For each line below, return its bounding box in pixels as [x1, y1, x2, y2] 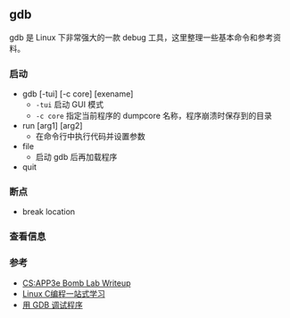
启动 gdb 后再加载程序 [35, 152, 118, 163]
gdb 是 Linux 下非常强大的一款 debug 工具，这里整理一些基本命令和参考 [9, 31, 274, 43]
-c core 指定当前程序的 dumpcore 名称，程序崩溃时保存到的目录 [35, 111, 272, 121]
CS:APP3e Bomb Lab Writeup [21, 277, 131, 289]
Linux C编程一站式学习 [21, 288, 105, 298]
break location [21, 206, 76, 217]
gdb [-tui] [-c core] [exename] [21, 88, 134, 99]
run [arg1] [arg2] [21, 121, 83, 131]
